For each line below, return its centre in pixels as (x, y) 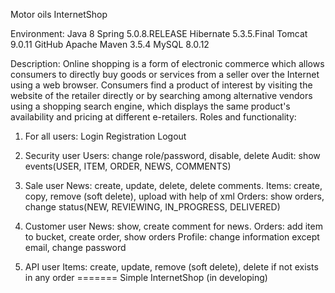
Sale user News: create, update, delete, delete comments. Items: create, (173, 185)
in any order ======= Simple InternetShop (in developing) (146, 277)
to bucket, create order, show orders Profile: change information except (172, 237)
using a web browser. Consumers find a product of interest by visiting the (161, 85)
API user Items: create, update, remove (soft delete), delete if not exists (171, 267)
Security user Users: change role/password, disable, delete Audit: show (172, 155)
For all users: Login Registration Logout (105, 136)
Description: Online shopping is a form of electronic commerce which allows (167, 63)
